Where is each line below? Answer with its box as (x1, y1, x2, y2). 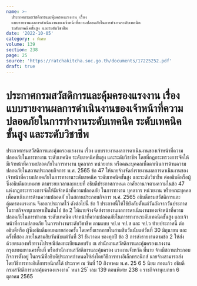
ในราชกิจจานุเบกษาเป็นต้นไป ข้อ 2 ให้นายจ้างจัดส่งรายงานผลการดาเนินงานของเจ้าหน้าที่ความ (6, 207, 183, 214)
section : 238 (6, 47, 38, 53)
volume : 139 (6, 42, 35, 48)
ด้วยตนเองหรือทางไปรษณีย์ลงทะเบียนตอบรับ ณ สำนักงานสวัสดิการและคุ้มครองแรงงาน (6, 240, 171, 247)
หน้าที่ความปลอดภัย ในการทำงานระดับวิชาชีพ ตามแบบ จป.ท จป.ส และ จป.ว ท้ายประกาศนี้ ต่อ (6, 220, 185, 227)
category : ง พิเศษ (6, 36, 46, 42)
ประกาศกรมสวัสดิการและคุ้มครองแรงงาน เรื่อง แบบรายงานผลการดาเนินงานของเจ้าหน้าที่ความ (6, 147, 183, 154)
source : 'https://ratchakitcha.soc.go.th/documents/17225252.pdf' (6, 58, 172, 64)
